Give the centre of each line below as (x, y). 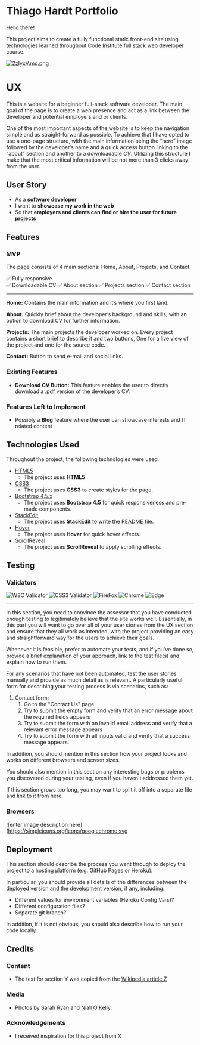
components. (55, 509)
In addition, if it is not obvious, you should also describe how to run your (95, 924)
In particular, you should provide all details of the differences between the (97, 882)
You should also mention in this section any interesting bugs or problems (95, 772)
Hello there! (20, 27)
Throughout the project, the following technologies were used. (83, 459)
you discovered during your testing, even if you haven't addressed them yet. (100, 778)
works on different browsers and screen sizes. (63, 760)
